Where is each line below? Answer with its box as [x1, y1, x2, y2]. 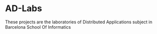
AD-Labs [5, 3, 42, 14]
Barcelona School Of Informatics [5, 24, 71, 30]
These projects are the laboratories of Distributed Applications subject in [5, 19, 153, 25]
